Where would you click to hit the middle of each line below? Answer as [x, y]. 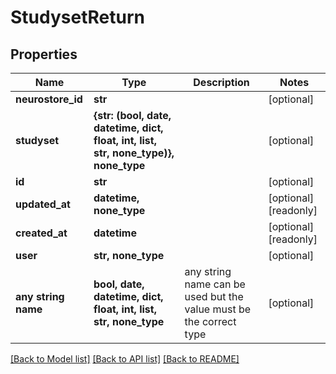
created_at [41, 233]
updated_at [43, 204]
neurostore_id [49, 99]
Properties [44, 54]
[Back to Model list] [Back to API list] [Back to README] [125, 359]
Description [221, 82]
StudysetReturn [77, 17]
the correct [210, 321]
